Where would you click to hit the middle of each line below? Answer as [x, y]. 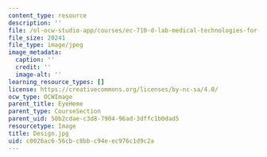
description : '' [35, 23]
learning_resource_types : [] [56, 82]
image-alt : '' [39, 75]
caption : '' [35, 60]
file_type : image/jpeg [46, 45]
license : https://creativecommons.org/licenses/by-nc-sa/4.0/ [113, 89]
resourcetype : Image [43, 126]
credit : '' [33, 67]
